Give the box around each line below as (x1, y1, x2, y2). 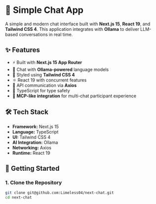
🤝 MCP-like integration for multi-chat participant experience (12, 93, 137, 99)
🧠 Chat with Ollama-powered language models (12, 67, 109, 72)
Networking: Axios (12, 144, 52, 150)
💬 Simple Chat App (5, 4, 84, 16)
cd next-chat (5, 195, 32, 200)
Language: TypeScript (12, 129, 58, 135)
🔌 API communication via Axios (12, 82, 77, 88)
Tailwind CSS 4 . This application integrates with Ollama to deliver (5, 26, 140, 32)
